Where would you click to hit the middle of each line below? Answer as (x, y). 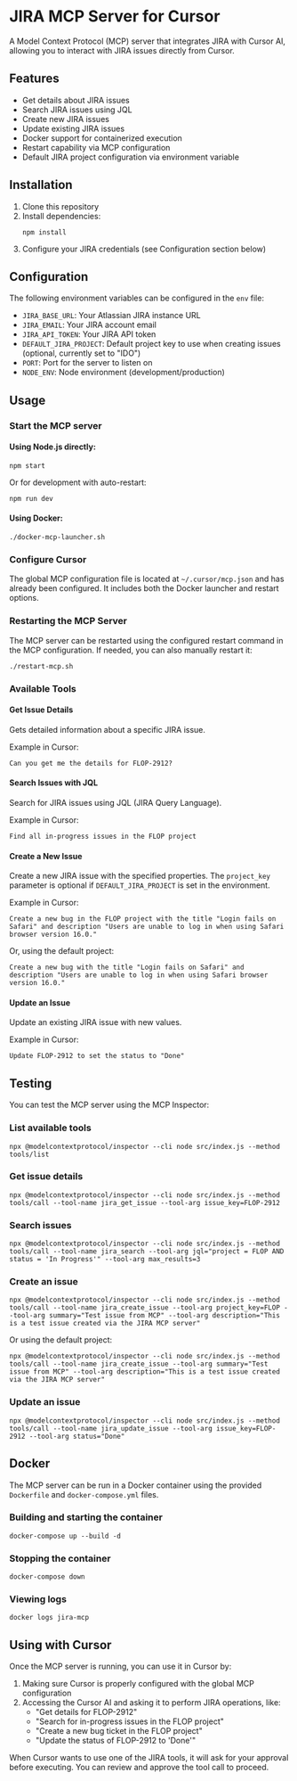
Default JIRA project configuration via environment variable (131, 157)
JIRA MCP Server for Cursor (115, 16)
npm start (28, 465)
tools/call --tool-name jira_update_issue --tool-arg (111, 1428)
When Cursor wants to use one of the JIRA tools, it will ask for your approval (149, 1758)
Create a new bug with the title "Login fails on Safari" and (127, 968)
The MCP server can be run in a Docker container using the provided (136, 1485)
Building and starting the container (86, 1517)
